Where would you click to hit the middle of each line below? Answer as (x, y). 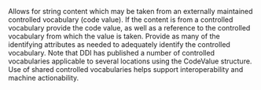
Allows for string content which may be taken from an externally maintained (130, 11)
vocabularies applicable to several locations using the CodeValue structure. (130, 61)
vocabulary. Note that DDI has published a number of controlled (111, 53)
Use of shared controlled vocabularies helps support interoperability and (126, 69)
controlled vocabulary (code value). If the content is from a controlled (121, 20)
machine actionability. (44, 78)
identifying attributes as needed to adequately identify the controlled (119, 45)
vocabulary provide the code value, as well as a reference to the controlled (129, 28)
